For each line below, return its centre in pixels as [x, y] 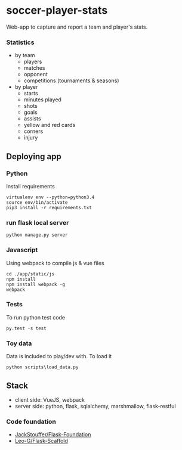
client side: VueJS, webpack [50, 399]
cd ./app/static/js [30, 274]
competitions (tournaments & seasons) [71, 80]
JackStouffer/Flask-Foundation [53, 435]
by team [25, 55]
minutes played [42, 100]
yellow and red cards [50, 125]
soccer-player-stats [57, 10]
